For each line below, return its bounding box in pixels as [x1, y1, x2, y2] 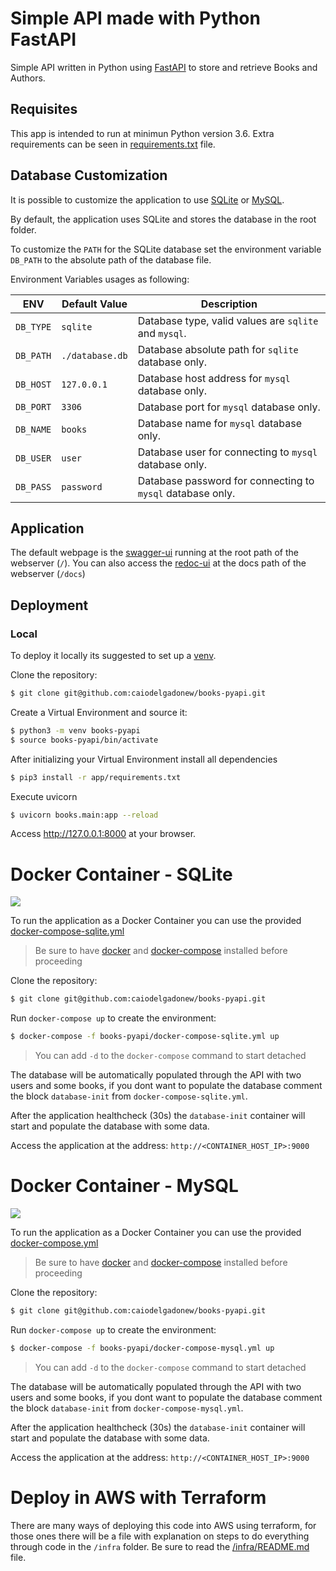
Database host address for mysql [137, 371, 291, 385]
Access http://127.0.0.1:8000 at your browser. [10, 828, 197, 840]
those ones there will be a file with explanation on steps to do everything [10, 1530, 310, 1542]
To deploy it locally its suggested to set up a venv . [10, 650, 217, 662]
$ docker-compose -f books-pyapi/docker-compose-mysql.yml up [10, 1343, 275, 1353]
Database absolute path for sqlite [137, 342, 299, 356]
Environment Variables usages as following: [10, 273, 190, 285]
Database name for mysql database [137, 416, 302, 430]
